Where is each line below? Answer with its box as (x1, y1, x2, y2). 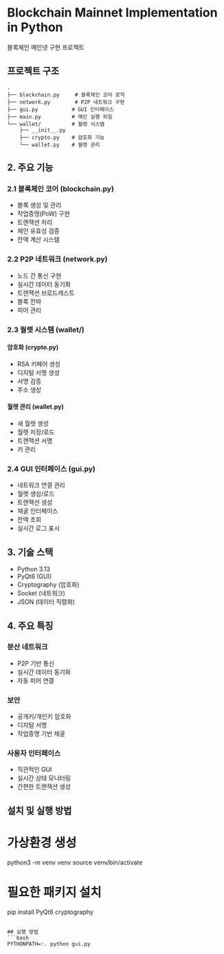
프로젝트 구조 (7, 65, 60, 77)
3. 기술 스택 (7, 546, 54, 558)
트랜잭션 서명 (16, 436, 53, 445)
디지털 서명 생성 (16, 368, 60, 376)
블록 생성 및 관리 (16, 201, 62, 210)
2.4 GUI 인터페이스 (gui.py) (7, 464, 96, 474)
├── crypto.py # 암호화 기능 (19, 134, 105, 141)
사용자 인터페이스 (7, 749, 61, 758)
